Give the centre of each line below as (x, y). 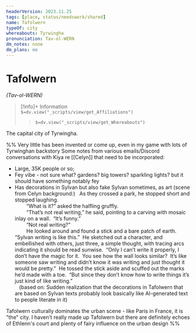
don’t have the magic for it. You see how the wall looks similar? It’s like (101, 255)
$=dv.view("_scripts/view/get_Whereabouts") (90, 122)
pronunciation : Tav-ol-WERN (40, 39)
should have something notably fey (57, 181)
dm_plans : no (22, 50)
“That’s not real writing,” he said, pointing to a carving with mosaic (106, 212)
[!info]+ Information (44, 106)
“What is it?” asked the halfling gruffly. (72, 206)
